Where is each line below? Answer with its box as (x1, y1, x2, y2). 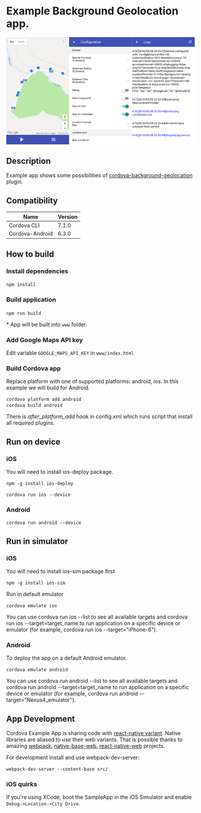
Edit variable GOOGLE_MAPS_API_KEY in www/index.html (6, 349, 135, 357)
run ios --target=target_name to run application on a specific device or (6, 619, 181, 626)
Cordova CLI (8, 221, 40, 229)
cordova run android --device (6, 520, 82, 526)
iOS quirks (6, 779, 38, 788)
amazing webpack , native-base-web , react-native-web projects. (6, 742, 166, 750)
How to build (6, 249, 54, 260)
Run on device (6, 437, 61, 447)
